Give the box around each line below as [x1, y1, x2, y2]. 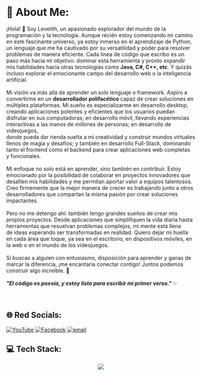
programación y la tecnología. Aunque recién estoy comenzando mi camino [6, 31, 193, 38]
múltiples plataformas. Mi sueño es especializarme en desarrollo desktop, [6, 101, 189, 108]
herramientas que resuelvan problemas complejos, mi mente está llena [6, 222, 181, 229]
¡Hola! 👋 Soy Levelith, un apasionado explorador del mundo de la [6, 25, 166, 32]
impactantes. [6, 197, 39, 204]
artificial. [6, 76, 28, 83]
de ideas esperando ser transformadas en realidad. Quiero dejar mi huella [6, 229, 188, 236]
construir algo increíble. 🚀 [6, 266, 70, 274]
